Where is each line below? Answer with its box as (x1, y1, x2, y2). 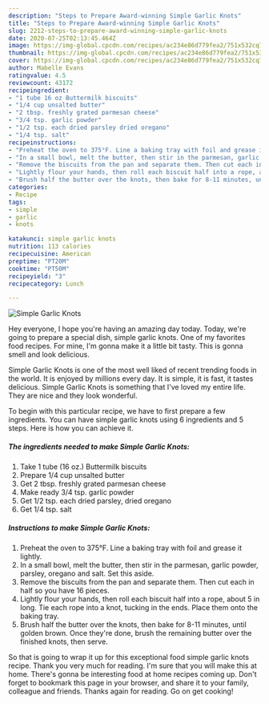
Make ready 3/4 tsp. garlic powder (19, 488, 134, 497)
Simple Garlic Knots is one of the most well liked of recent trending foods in (8, 366, 258, 375)
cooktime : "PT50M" (8, 265, 70, 273)
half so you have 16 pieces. (19, 586, 110, 596)
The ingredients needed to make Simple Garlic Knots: (8, 442, 191, 451)
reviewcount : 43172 (8, 79, 74, 87)
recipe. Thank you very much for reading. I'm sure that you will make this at (8, 661, 258, 670)
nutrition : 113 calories (8, 242, 91, 251)
